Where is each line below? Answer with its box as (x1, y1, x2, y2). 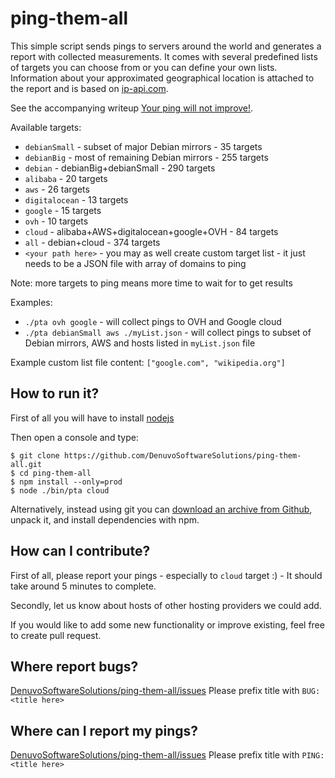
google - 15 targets (24, 204, 102, 216)
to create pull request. (10, 629, 102, 641)
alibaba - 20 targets (24, 172, 108, 184)
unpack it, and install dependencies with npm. (10, 513, 200, 526)
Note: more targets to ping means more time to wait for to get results (10, 277, 293, 289)
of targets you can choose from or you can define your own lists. (10, 61, 278, 73)
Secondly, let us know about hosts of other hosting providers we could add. (10, 599, 322, 611)
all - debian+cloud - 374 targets (24, 236, 161, 248)
